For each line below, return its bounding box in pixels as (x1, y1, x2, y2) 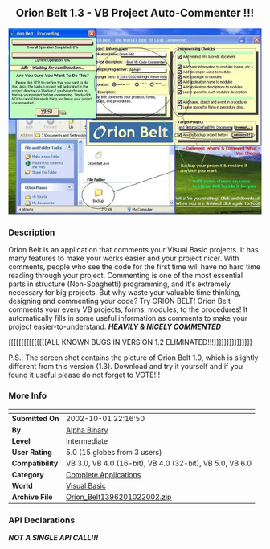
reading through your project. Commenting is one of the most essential (8, 271, 243, 281)
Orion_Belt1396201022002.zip (65, 492, 172, 502)
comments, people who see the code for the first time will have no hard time (8, 262, 261, 272)
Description (8, 227, 55, 238)
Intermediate (65, 436, 108, 445)
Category (11, 469, 44, 479)
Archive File (11, 492, 53, 502)
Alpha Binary (65, 425, 108, 435)
